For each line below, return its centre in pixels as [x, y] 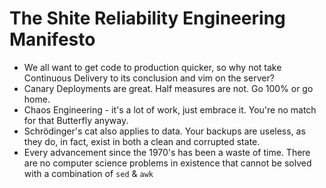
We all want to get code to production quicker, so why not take [152, 67]
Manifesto [52, 39]
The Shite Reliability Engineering [147, 18]
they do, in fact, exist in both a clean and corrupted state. [142, 141]
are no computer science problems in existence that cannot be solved [167, 163]
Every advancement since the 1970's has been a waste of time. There [167, 152]
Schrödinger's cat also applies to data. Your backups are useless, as [164, 131]
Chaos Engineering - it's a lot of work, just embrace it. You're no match [170, 109]
